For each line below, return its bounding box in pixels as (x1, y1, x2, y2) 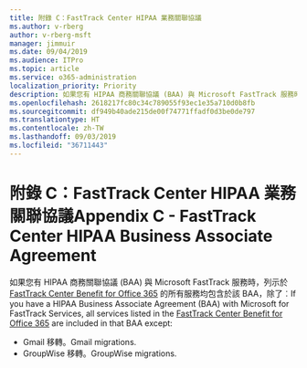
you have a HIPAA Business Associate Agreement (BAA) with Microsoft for (9, 298, 290, 309)
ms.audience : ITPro (9, 56, 84, 65)
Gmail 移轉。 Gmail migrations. (22, 336, 137, 347)
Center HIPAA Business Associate (9, 226, 273, 247)
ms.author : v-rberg (9, 22, 84, 31)
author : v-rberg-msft (9, 30, 92, 39)
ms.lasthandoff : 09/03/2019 (9, 132, 117, 142)
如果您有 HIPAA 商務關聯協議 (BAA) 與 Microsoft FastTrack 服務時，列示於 (9, 276, 288, 288)
